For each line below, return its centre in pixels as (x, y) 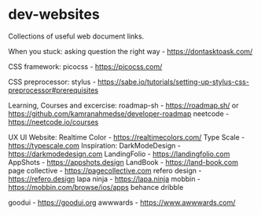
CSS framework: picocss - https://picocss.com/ (85, 66)
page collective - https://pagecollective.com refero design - (105, 170)
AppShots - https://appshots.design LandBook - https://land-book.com (123, 162)
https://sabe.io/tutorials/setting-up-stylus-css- (174, 82)
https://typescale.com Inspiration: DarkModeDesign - (94, 145)
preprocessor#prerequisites (53, 90)
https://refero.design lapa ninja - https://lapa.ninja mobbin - (105, 179)
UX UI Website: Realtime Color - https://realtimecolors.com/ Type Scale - (127, 137)
